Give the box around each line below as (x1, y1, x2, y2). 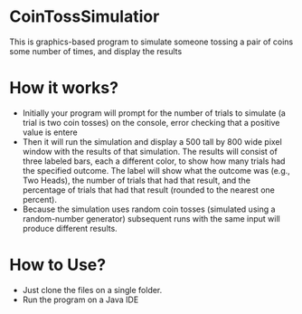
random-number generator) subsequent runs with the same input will (22, 213, 280, 224)
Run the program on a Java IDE (22, 294, 139, 305)
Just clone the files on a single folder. (22, 284, 163, 295)
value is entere (22, 127, 79, 138)
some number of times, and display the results (9, 45, 183, 56)
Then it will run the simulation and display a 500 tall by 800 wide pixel (22, 136, 282, 147)
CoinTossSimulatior (9, 6, 160, 27)
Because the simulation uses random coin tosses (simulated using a (22, 204, 276, 214)
